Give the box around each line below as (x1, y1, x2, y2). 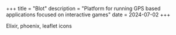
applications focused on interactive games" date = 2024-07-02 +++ (6, 11, 171, 18)
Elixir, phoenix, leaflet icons (6, 23, 72, 29)
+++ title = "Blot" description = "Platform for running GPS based (6, 5, 161, 12)
